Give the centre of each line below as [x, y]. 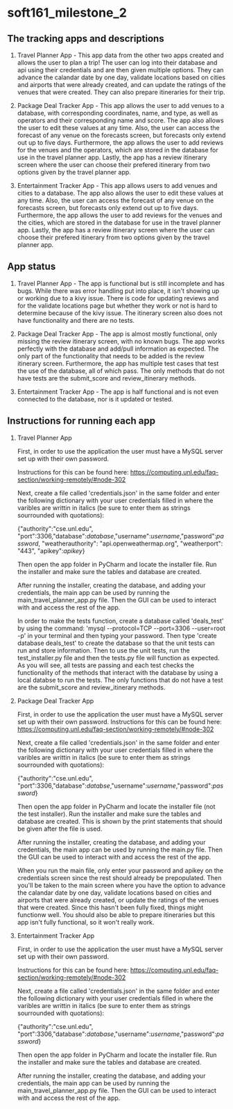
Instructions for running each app [81, 421]
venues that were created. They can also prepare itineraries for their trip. [121, 92]
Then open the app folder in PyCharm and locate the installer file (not [116, 806]
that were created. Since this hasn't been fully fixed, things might [110, 907]
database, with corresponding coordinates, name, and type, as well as [118, 113]
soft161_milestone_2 [67, 13]
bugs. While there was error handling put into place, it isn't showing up [118, 291]
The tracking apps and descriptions [86, 39]
